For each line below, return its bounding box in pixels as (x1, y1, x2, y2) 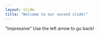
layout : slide (5, 7, 35, 12)
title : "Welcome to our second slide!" (5, 12, 88, 17)
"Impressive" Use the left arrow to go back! (5, 25, 94, 31)
